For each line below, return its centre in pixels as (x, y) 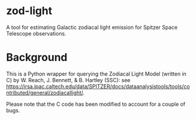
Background (37, 58)
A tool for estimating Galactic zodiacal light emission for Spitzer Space (92, 27)
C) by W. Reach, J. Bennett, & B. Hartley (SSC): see (68, 80)
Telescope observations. (36, 33)
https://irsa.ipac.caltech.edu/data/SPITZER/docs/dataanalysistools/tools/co (98, 86)
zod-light (29, 11)
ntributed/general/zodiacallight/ (45, 92)
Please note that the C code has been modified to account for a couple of (96, 104)
